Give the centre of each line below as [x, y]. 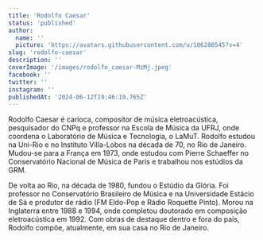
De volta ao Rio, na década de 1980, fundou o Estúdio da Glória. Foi [118, 186]
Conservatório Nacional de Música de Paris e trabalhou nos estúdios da [126, 162]
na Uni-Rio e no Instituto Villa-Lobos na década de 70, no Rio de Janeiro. [127, 145]
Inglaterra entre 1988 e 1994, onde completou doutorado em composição [128, 211]
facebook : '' [30, 75]
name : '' [30, 38]
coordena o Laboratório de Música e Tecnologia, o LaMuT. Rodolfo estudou [132, 137]
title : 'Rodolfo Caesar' [49, 15]
